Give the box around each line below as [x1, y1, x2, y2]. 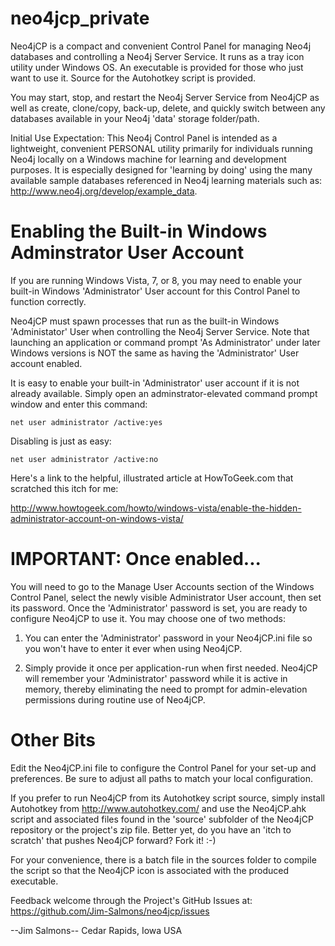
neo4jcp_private [10, 7, 150, 30]
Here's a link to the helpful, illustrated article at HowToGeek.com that [10, 472, 294, 484]
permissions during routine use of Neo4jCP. [24, 693, 206, 706]
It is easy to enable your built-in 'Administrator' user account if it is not [10, 377, 300, 389]
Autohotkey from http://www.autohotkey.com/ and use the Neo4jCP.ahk [10, 802, 307, 814]
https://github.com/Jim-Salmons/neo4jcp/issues [10, 905, 210, 917]
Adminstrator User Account [10, 242, 245, 264]
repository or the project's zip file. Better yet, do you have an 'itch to [10, 823, 292, 836]
